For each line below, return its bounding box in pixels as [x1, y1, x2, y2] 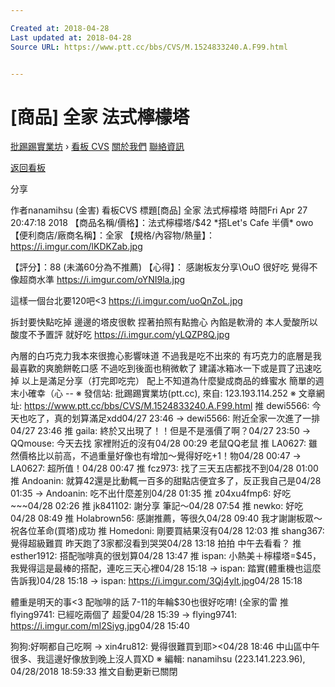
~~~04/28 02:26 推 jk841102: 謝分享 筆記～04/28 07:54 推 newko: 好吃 [10, 500, 304, 512]
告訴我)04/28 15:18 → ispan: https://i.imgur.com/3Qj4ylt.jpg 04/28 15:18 [10, 575, 303, 587]
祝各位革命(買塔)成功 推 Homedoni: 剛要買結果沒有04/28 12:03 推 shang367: [10, 525, 325, 537]
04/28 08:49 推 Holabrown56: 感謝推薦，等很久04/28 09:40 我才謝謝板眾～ [10, 512, 323, 525]
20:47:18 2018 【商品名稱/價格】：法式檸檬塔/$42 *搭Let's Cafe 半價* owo [10, 217, 314, 229]
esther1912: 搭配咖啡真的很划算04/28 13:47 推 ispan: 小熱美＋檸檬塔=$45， [10, 550, 322, 562]
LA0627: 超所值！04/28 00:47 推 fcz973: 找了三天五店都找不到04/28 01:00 [10, 462, 319, 475]
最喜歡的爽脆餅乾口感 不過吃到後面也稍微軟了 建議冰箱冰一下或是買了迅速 [10, 362, 313, 375]
